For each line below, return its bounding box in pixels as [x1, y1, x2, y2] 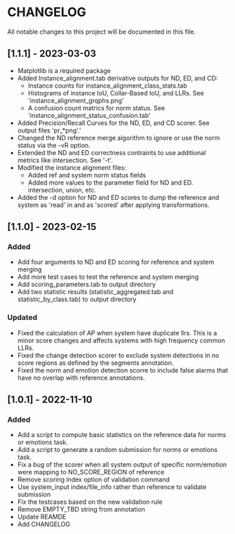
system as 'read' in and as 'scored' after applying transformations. [17, 201, 210, 209]
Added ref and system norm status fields [27, 171, 147, 179]
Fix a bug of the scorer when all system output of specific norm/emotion [17, 460, 227, 469]
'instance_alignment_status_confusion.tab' [27, 111, 151, 119]
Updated [7, 313, 37, 323]
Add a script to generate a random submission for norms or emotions [17, 446, 217, 454]
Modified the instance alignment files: [17, 163, 127, 172]
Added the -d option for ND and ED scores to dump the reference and [17, 193, 220, 201]
